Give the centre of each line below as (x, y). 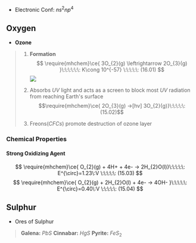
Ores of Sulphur (34, 222)
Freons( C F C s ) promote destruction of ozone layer (91, 124)
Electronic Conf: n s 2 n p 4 (44, 9)
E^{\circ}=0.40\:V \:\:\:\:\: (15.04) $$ (100, 189)
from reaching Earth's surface (66, 96)
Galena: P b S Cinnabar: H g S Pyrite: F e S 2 (71, 234)
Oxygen (21, 28)
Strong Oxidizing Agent (36, 153)
